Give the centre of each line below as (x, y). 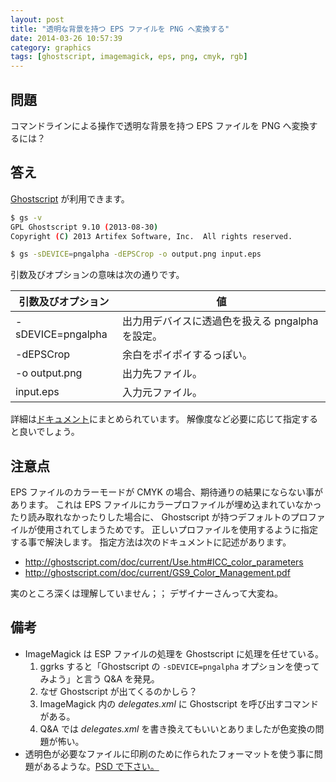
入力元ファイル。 (162, 393)
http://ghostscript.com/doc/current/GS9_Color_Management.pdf (157, 573)
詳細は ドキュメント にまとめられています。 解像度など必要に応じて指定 (156, 419)
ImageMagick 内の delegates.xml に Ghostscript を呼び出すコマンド (179, 703)
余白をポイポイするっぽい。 (187, 355)
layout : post (37, 19)
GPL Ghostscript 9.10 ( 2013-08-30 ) (84, 227)
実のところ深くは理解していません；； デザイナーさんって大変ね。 (147, 593)
